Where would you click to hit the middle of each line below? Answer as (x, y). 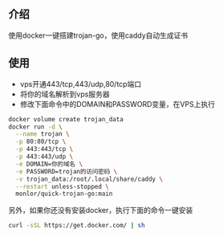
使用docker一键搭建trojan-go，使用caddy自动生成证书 (98, 35)
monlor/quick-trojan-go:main (64, 194)
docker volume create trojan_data (66, 119)
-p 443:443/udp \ (45, 157)
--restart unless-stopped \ (63, 186)
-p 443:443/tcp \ (45, 149)
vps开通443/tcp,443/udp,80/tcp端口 (81, 84)
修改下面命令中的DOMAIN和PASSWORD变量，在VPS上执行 (117, 104)
